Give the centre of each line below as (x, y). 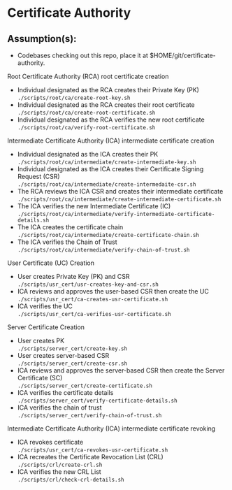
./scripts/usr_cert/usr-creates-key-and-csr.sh (88, 284)
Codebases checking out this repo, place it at (83, 55)
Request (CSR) (39, 176)
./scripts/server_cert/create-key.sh (72, 349)
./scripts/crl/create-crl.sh (60, 465)
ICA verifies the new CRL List (59, 472)
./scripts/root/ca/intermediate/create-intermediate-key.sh (107, 162)
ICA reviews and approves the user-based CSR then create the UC (113, 291)
